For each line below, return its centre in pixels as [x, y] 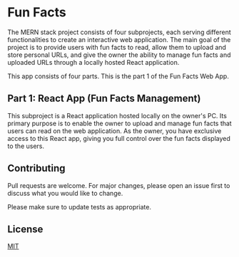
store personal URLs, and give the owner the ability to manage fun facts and [119, 55]
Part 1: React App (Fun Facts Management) [104, 99]
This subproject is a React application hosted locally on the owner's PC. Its [117, 115]
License [25, 229]
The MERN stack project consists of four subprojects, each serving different [119, 32]
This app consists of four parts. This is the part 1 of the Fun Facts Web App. [118, 76]
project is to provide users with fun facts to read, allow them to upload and [117, 47]
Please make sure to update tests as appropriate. [80, 206]
